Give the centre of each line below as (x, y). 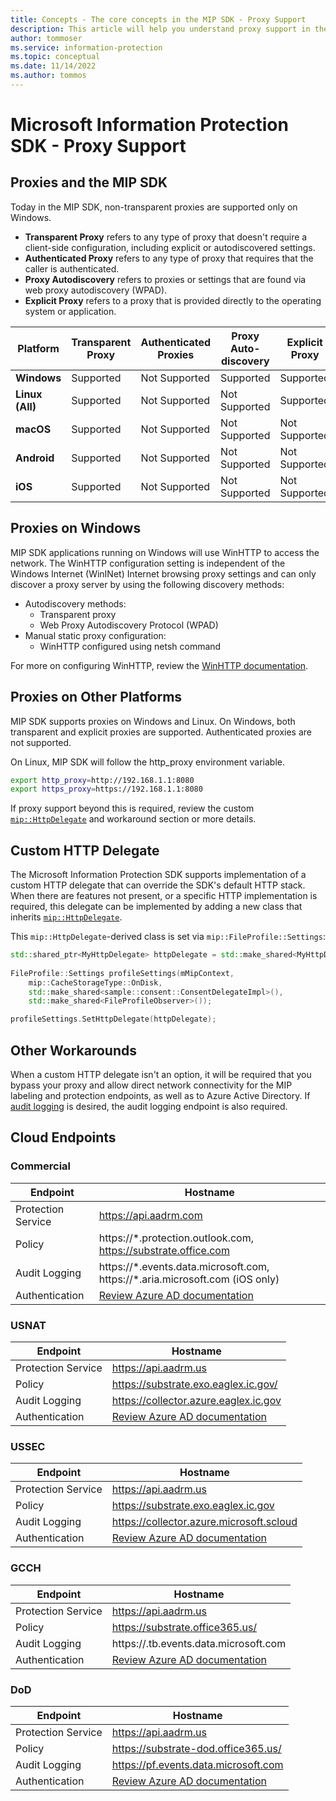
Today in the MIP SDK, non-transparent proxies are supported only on (154, 207)
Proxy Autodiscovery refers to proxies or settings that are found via (165, 279)
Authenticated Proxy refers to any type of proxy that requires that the (169, 258)
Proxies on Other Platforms (96, 697)
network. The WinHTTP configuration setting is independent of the (148, 563)
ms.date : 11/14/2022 (53, 66)
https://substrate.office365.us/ (184, 1627)
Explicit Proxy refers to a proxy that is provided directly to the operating (173, 300)
